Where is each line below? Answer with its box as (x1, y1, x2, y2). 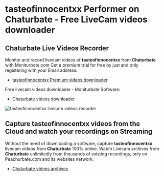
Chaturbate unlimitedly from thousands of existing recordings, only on (5, 151, 148, 157)
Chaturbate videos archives (12, 166, 69, 172)
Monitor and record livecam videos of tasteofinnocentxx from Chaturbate (5, 57, 156, 62)
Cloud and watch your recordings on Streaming (5, 127, 153, 136)
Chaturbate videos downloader (12, 96, 75, 102)
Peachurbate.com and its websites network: (5, 156, 94, 162)
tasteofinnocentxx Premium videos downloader (12, 77, 108, 83)
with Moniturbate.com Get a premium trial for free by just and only (5, 62, 139, 68)
